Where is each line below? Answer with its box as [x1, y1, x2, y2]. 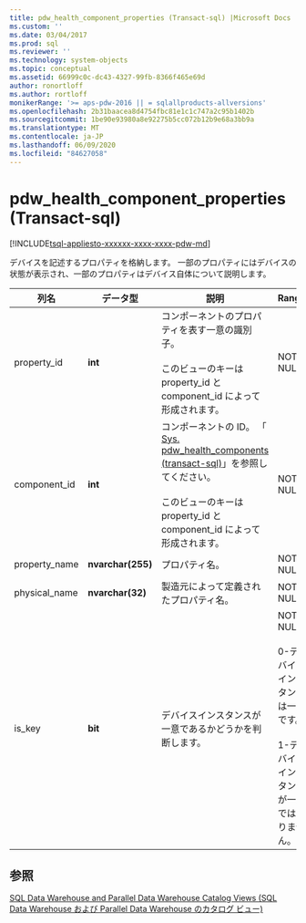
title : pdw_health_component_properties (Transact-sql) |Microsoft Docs [9, 13, 291, 23]
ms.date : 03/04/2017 [9, 30, 88, 39]
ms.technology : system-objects [9, 56, 128, 65]
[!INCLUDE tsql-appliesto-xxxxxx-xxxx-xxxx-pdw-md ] [9, 238, 211, 249]
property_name [14, 557, 79, 570]
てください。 [160, 471, 217, 483]
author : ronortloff [9, 81, 84, 90]
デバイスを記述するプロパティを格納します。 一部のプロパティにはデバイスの [9, 256, 298, 267]
